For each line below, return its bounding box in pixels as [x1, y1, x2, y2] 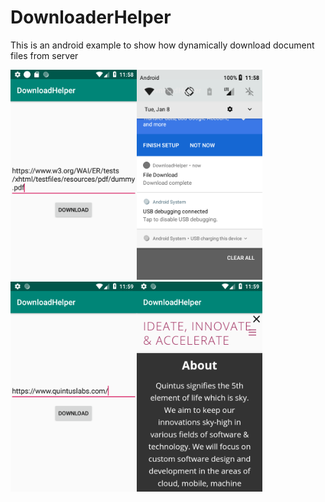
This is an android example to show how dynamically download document [10, 39, 315, 51]
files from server [10, 49, 79, 61]
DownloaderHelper [10, 6, 172, 29]
